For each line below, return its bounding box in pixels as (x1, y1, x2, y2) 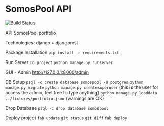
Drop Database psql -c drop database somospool (5, 105, 109, 111)
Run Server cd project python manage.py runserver (5, 59, 113, 65)
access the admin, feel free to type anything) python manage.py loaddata (5, 89, 157, 96)
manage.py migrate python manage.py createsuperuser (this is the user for (5, 84, 159, 90)
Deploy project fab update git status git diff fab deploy (5, 115, 128, 121)
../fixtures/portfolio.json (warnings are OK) (5, 95, 104, 101)
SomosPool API (5, 3, 72, 15)
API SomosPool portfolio (5, 29, 56, 36)
